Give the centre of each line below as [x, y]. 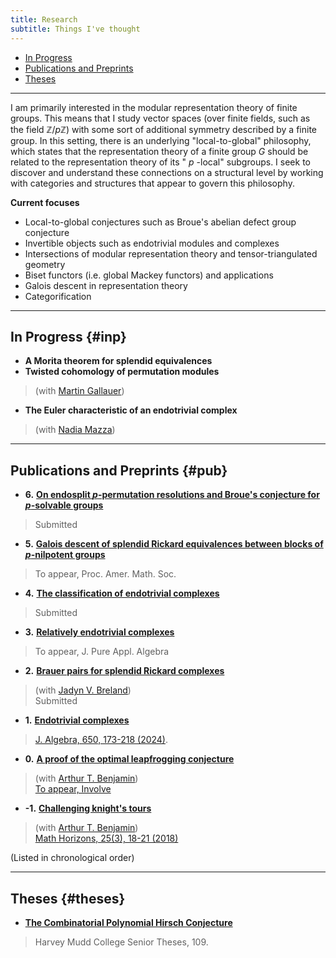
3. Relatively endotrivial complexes [99, 632]
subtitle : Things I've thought [75, 29]
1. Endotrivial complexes [77, 720]
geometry [45, 264]
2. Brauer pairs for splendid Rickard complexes [124, 671]
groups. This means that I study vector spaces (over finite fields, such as [160, 118]
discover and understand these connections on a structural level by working [167, 172]
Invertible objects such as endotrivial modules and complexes [152, 243]
